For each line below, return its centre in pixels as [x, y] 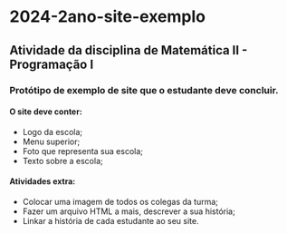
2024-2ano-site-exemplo [108, 17]
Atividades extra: [43, 181]
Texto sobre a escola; [62, 161]
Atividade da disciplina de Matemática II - [129, 50]
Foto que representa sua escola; [82, 151]
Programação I [52, 64]
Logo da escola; [53, 132]
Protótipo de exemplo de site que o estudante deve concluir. [144, 90]
